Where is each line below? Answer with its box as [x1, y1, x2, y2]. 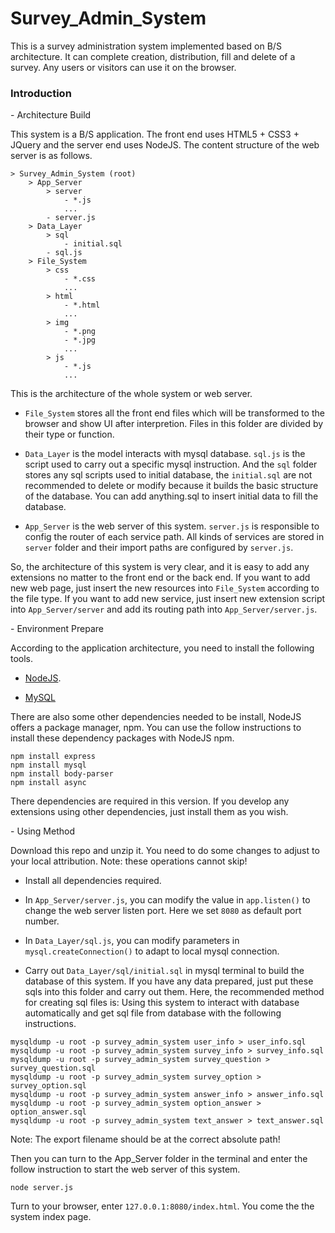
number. [24, 915, 60, 927]
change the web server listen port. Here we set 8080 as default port [24, 905, 302, 917]
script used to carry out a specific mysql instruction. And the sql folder [24, 458, 318, 471]
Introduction [10, 86, 72, 100]
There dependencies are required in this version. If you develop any [10, 795, 290, 807]
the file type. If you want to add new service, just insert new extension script [10, 593, 326, 605]
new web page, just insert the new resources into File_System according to [10, 582, 320, 594]
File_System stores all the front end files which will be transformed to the [24, 407, 325, 419]
